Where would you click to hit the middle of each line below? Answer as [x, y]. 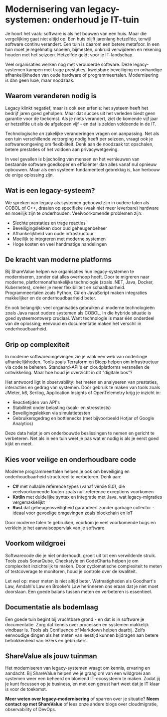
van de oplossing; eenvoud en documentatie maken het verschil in [73, 324]
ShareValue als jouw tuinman [51, 656]
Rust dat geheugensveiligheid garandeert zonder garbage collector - [83, 507]
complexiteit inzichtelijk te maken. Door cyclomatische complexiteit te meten [83, 566]
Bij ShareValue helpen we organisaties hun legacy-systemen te [70, 272]
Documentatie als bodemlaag [52, 607]
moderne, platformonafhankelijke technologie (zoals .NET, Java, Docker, [79, 282]
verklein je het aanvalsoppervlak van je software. [55, 528]
